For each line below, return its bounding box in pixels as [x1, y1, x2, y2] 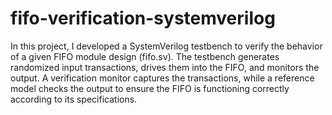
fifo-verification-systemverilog [10, 7, 276, 30]
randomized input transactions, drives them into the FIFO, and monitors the [10, 61, 320, 73]
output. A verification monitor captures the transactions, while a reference [10, 72, 315, 84]
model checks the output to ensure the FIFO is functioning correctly [10, 82, 290, 94]
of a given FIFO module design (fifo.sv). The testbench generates [10, 50, 280, 62]
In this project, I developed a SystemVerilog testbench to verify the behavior [10, 40, 323, 52]
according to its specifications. [10, 93, 138, 105]
